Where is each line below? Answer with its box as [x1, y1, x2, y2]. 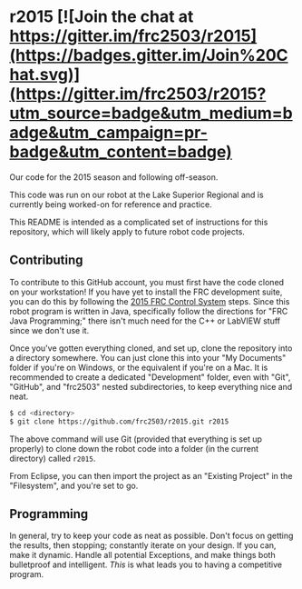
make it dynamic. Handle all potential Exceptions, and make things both [9, 550, 276, 561]
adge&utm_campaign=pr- [9, 123, 209, 143]
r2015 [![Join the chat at [9, 6, 194, 27]
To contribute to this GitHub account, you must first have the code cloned [9, 276, 284, 287]
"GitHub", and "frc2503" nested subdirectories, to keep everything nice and [9, 381, 293, 392]
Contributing [9, 253, 83, 268]
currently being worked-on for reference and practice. [9, 198, 212, 210]
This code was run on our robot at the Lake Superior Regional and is [9, 189, 265, 200]
